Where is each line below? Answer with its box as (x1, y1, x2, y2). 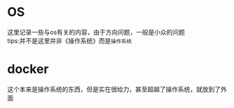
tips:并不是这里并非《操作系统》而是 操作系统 (7, 36, 132, 45)
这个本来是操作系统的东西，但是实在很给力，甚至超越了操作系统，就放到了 (7, 84, 221, 93)
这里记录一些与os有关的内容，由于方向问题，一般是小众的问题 (7, 28, 185, 36)
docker (7, 62, 49, 77)
